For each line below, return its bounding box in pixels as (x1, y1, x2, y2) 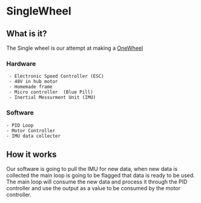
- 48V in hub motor (8, 79, 59, 85)
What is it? (6, 28, 47, 39)
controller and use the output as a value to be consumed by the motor (6, 185, 180, 192)
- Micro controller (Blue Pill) (8, 89, 94, 95)
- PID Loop (6, 122, 34, 128)
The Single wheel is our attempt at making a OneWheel (6, 44, 143, 52)
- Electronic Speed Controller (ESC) (8, 73, 104, 79)
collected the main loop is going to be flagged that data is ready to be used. (6, 171, 195, 179)
